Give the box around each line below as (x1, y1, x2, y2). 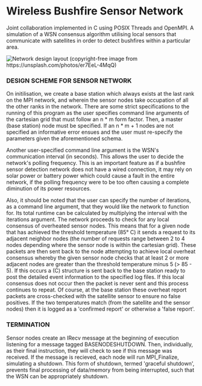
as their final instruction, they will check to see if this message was (6, 347, 172, 354)
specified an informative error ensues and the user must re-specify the (6, 128, 183, 136)
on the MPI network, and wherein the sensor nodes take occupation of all (6, 96, 189, 104)
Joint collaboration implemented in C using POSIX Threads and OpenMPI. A (6, 24, 194, 31)
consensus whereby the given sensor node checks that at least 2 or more (6, 254, 189, 261)
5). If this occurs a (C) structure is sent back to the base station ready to (6, 267, 186, 275)
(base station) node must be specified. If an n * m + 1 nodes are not (6, 122, 174, 129)
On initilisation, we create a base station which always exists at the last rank (6, 90, 195, 98)
